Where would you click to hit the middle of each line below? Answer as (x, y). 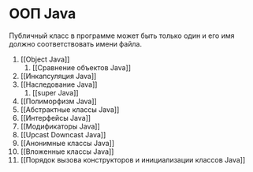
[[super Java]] (55, 92)
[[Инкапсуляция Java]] (58, 76)
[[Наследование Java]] (59, 84)
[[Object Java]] (45, 59)
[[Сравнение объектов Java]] (82, 67)
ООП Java (43, 14)
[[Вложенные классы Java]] (67, 151)
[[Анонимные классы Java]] (67, 143)
